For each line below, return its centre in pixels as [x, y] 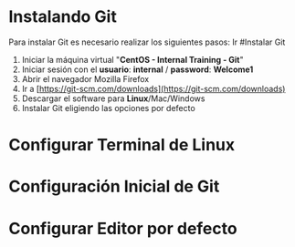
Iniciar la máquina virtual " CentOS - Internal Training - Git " [132, 59]
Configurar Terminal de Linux [122, 145]
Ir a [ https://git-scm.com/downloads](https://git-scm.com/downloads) [153, 88]
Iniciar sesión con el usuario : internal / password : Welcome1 [137, 69]
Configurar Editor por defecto [123, 228]
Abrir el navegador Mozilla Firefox [85, 78]
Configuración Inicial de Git [114, 186]
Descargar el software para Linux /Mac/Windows [113, 98]
